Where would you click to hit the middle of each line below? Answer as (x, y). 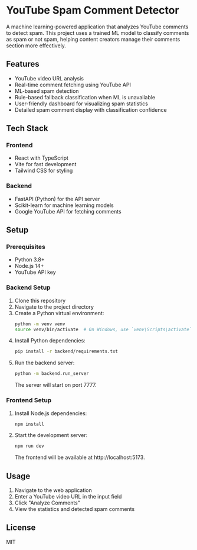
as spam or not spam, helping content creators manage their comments (93, 39)
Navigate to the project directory (54, 307)
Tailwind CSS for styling (44, 171)
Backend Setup (29, 287)
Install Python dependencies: (50, 341)
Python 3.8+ (30, 260)
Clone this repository (40, 300)
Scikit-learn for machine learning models (64, 205)
